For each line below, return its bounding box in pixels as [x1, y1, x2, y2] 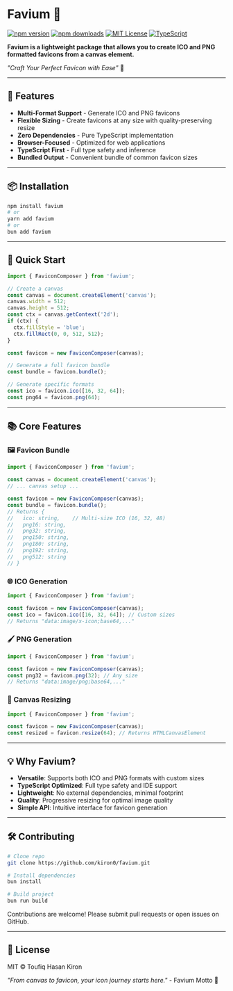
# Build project [7, 891, 54, 898]
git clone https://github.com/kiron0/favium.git [7, 859, 150, 867]
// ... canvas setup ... [7, 483, 79, 490]
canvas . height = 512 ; [7, 305, 70, 312]
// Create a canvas [7, 285, 64, 292]
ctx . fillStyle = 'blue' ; [13, 323, 85, 331]
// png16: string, [7, 521, 67, 528]
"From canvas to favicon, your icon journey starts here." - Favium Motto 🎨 [7, 976, 218, 984]
